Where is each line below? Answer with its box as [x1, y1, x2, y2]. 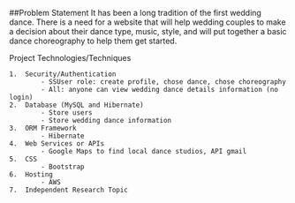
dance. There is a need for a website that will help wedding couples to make [9, 17, 286, 27]
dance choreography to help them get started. [9, 35, 178, 46]
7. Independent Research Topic [9, 185, 128, 194]
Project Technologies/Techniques [9, 53, 132, 63]
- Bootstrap [41, 162, 86, 171]
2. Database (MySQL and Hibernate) [9, 101, 144, 109]
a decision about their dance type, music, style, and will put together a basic [9, 26, 287, 36]
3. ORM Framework [9, 124, 77, 132]
